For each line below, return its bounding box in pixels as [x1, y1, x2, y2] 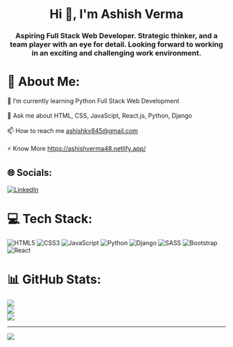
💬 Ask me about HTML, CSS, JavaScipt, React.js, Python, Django [7, 112, 193, 120]
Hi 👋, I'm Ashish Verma [49, 6, 184, 22]
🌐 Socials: [7, 167, 53, 179]
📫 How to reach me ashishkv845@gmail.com [7, 127, 139, 135]
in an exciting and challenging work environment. [31, 48, 202, 58]
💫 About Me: [7, 74, 80, 89]
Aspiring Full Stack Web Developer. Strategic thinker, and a [15, 31, 218, 41]
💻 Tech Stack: [7, 211, 93, 227]
